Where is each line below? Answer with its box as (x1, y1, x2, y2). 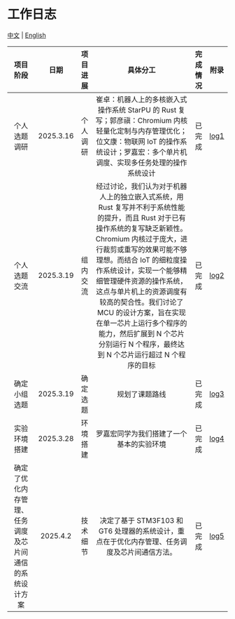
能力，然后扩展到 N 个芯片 (98, 328, 185, 338)
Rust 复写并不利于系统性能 (98, 202, 185, 212)
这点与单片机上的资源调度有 (96, 286, 187, 296)
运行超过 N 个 (134, 350, 179, 359)
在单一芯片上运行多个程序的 (96, 318, 187, 328)
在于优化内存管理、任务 (103, 536, 180, 546)
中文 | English (7, 31, 47, 39)
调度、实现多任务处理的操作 (96, 157, 187, 167)
